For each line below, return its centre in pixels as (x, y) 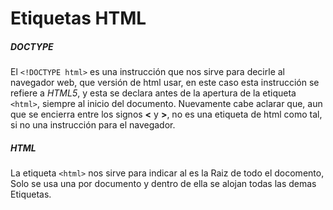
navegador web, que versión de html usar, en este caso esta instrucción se (165, 83)
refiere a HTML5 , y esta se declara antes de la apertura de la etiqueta (153, 93)
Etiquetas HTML (78, 18)
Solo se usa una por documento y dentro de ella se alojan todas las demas (163, 184)
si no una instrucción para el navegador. (93, 125)
